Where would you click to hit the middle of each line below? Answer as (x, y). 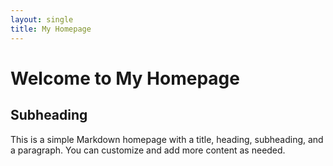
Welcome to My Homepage (125, 78)
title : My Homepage (51, 29)
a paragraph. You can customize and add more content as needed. (148, 150)
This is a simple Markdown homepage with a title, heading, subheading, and (167, 139)
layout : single (42, 19)
